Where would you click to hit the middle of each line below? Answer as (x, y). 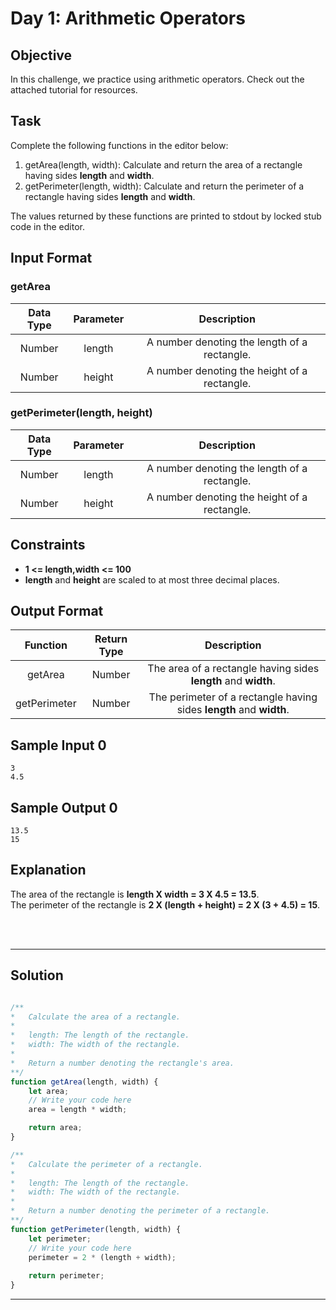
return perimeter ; (66, 1276)
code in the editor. (48, 226)
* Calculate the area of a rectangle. (96, 1017)
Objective (41, 55)
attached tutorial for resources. (74, 90)
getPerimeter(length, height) (81, 413)
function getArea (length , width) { (84, 1082)
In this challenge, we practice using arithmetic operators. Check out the (157, 79)
